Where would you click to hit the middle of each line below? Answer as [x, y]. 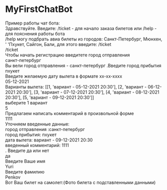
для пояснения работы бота [35, 33]
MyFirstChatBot [39, 9]
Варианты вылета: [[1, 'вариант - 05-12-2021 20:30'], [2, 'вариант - [76, 86]
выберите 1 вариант [26, 102]
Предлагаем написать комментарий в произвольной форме [69, 113]
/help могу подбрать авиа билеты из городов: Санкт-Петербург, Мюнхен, [84, 39]
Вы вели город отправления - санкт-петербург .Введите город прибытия [83, 65]
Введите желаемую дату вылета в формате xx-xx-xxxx [64, 76]
